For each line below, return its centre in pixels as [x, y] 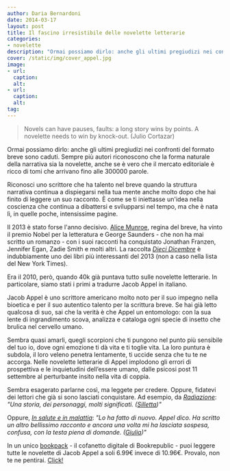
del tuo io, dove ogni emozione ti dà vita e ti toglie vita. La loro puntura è [109, 347]
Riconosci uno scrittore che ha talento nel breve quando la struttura [102, 184]
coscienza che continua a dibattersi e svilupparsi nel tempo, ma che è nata [113, 206]
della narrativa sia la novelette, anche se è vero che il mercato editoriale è [111, 164]
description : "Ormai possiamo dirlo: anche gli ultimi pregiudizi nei [110, 52]
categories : [24, 39]
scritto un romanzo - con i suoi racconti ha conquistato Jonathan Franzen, [112, 242]
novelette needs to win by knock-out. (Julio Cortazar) [99, 136]
